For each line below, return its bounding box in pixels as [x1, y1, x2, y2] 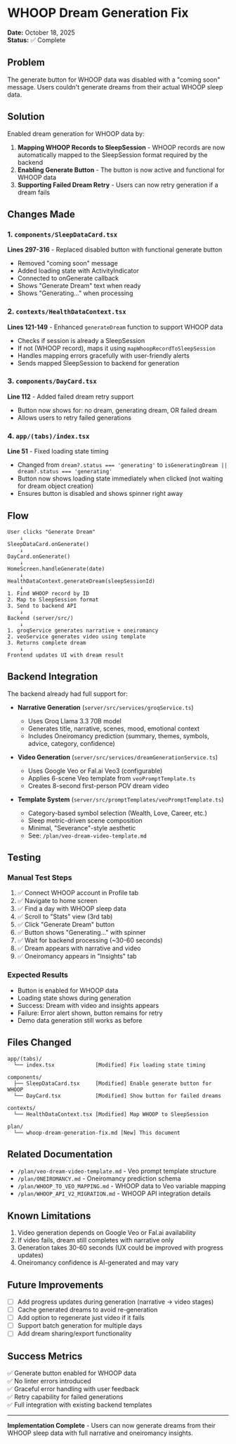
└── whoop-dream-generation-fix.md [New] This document [13, 1129, 181, 1136]
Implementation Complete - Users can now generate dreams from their [7, 1421, 216, 1430]
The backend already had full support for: [7, 689, 128, 698]
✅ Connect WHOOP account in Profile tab [17, 889, 139, 897]
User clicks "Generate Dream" [7, 528, 96, 535]
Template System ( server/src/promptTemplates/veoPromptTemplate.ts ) [17, 795, 224, 804]
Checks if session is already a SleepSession [17, 336, 145, 344]
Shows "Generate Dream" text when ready [17, 282, 141, 290]
